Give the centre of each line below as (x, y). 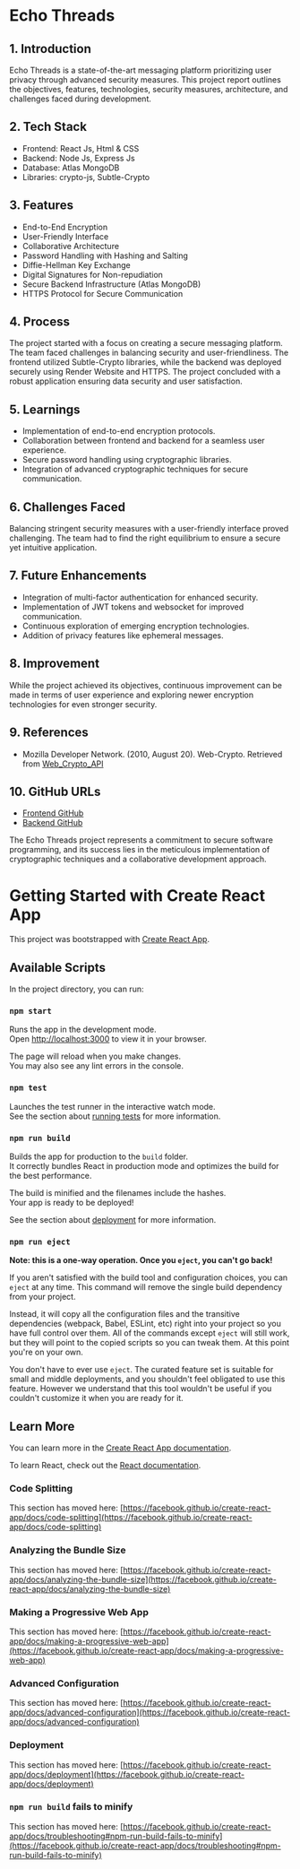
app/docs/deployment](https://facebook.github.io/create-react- (127, 1774)
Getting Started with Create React (137, 895)
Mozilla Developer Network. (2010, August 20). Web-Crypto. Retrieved (152, 754)
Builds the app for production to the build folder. (99, 1156)
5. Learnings (45, 409)
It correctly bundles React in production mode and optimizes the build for (144, 1165)
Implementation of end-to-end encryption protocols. (119, 431)
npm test (28, 1088)
